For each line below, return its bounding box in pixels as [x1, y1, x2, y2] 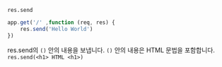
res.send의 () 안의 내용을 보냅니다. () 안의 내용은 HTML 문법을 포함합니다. [7, 46, 216, 54]
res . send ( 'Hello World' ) [20, 25, 93, 32]
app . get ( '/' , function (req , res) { [7, 19, 115, 26]
